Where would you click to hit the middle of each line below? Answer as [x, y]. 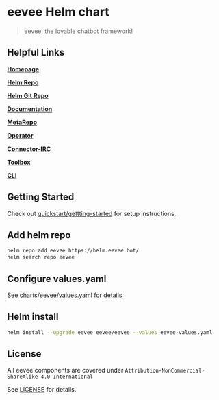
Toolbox [19, 162]
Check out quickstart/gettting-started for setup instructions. [92, 213]
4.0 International [67, 377]
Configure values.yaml [57, 279]
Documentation [30, 109]
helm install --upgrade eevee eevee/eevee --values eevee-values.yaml [110, 332]
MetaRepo [22, 122]
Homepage [23, 69]
